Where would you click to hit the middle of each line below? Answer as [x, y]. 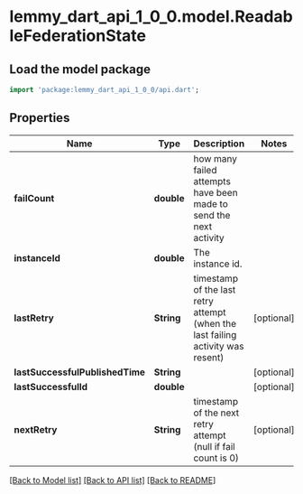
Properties [40, 118]
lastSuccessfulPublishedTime [80, 372]
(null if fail [215, 446]
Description [219, 144]
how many [215, 158]
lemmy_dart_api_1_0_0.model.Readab [151, 17]
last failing [215, 334]
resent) [209, 357]
